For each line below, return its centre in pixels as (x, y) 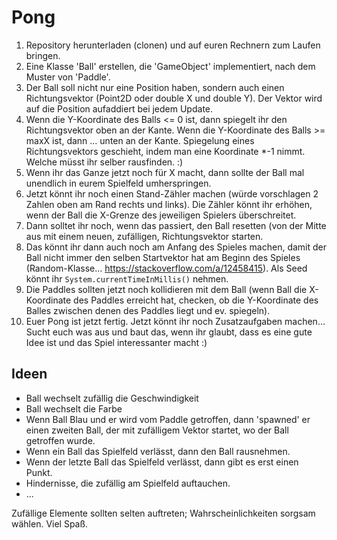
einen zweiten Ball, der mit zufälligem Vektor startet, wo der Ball (157, 430)
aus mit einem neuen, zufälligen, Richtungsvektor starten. (144, 236)
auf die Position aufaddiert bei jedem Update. (119, 108)
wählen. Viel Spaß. (50, 523)
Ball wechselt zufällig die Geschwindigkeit (112, 398)
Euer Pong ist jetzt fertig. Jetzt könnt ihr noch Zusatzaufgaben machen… (175, 321)
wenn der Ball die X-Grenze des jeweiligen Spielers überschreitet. (161, 215)
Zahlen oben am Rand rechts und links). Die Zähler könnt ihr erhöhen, (169, 204)
